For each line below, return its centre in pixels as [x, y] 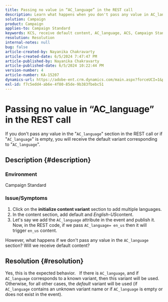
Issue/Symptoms [26, 198]
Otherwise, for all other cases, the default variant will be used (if [71, 284]
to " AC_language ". [23, 144]
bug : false [16, 47]
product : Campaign [24, 24]
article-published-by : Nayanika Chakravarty [52, 61]
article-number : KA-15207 [32, 75]
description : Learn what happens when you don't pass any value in [77, 15]
